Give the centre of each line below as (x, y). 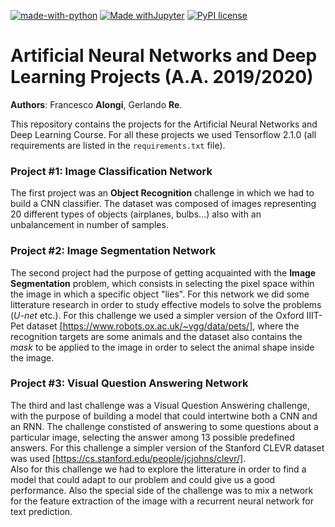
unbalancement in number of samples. (89, 225)
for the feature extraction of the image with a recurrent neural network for (162, 501)
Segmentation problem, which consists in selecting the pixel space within (162, 283)
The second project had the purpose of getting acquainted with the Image (163, 272)
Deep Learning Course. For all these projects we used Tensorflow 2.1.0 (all (163, 134)
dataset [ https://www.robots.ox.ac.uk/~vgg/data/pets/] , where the (163, 326)
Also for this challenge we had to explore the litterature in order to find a (158, 469)
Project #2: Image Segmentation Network (113, 251)
